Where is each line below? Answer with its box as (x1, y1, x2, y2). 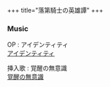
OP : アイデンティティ (7, 40, 69, 49)
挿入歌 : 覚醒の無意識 (7, 64, 67, 72)
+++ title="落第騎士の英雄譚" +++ (7, 6, 104, 14)
